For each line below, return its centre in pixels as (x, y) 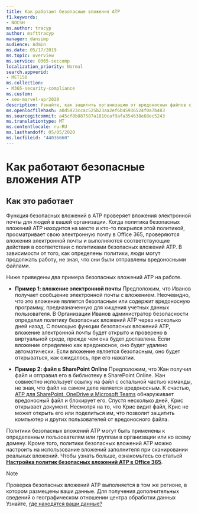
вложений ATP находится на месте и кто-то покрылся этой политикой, (95, 228)
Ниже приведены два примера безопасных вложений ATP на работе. (94, 277)
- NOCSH (16, 22)
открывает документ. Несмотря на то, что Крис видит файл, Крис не (102, 406)
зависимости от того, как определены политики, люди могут (83, 253)
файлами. (18, 266)
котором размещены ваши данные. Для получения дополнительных (92, 491)
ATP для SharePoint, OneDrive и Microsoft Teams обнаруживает (94, 394)
